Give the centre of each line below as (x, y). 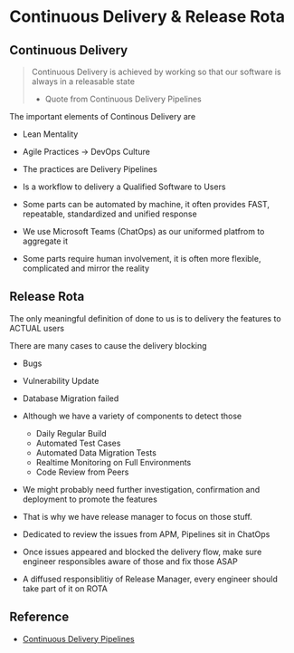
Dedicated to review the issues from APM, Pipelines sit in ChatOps (146, 534)
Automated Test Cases (78, 443)
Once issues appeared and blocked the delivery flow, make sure (142, 552)
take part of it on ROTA (65, 588)
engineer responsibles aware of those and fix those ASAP (130, 561)
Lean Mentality (50, 134)
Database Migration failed (71, 398)
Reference (39, 617)
